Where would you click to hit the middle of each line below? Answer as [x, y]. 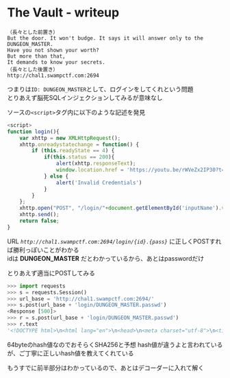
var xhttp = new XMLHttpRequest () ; [70, 138]
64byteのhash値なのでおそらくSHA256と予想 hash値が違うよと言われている [115, 344]
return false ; [39, 221]
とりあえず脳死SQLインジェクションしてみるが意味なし [85, 97]
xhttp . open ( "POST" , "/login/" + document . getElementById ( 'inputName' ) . [121, 208]
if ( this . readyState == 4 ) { [73, 151]
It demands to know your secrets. [56, 62]
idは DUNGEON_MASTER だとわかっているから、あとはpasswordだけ [105, 258]
